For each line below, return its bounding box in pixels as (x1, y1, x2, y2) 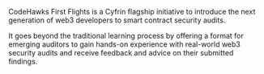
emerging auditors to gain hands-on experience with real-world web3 (8, 39, 241, 49)
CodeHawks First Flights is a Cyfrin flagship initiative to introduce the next (8, 7, 256, 16)
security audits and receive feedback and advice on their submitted (8, 48, 234, 57)
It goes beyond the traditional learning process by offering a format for (8, 31, 245, 40)
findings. (8, 56, 38, 66)
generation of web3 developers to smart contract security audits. (8, 15, 226, 25)
